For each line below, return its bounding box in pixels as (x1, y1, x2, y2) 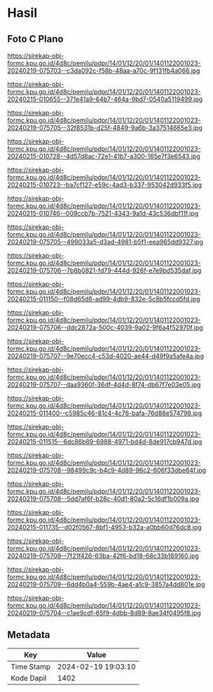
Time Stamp (11, 662, 51, 672)
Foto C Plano (7, 33, 64, 45)
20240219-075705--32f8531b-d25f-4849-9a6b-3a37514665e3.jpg (7, 124, 203, 131)
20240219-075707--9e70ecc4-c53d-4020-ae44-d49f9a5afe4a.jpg (7, 352, 205, 360)
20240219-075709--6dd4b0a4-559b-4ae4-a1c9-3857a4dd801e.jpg (7, 580, 205, 588)
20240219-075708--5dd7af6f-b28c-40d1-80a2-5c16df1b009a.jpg (7, 495, 200, 503)
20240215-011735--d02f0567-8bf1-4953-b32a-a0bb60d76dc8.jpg (7, 523, 202, 531)
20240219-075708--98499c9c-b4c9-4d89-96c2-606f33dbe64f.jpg (7, 466, 207, 474)
